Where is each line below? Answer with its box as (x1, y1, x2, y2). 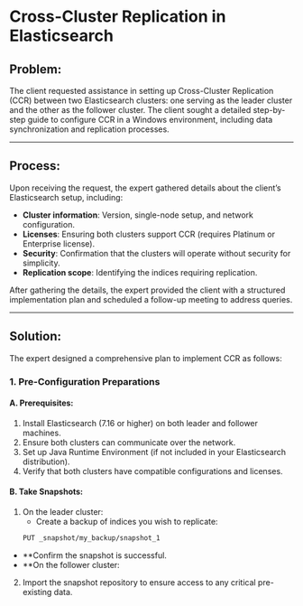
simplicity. (22, 257, 60, 268)
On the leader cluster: (22, 506, 104, 517)
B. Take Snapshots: (9, 486, 84, 498)
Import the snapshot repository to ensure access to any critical (22, 576, 256, 588)
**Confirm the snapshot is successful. (22, 549, 167, 561)
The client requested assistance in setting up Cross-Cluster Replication (9, 86, 274, 96)
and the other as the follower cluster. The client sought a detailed (9, 105, 252, 115)
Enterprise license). (22, 238, 96, 249)
